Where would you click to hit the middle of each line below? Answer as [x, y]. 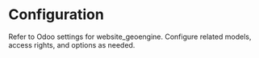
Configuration [56, 15]
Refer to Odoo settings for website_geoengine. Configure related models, [130, 37]
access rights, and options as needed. [72, 44]
